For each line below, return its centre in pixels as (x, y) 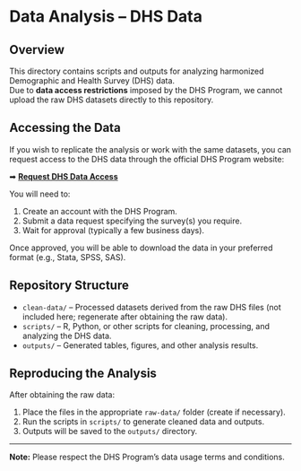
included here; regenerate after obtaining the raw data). (125, 317)
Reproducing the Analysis (83, 374)
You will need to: (40, 194)
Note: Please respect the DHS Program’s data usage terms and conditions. (147, 457)
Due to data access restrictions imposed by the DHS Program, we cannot (146, 90)
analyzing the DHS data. (67, 336)
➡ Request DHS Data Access (64, 176)
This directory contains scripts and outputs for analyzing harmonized (137, 71)
